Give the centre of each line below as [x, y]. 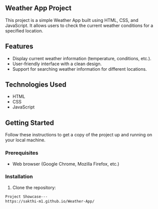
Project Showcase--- [27, 197]
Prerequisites [22, 153]
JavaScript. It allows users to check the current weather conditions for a [79, 25]
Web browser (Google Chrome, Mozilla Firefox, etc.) [66, 164]
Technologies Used [36, 85]
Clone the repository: [34, 187]
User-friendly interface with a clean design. [57, 64]
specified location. [24, 31]
